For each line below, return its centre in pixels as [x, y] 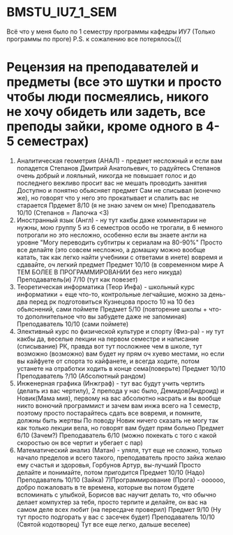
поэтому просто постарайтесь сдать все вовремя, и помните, [110, 413]
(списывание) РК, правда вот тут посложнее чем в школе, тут [110, 346]
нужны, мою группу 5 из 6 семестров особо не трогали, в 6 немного [120, 227]
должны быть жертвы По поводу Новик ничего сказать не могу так [118, 420]
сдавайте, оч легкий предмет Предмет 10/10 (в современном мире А [120, 264]
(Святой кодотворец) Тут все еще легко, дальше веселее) [104, 524]
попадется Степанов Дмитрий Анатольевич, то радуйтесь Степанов [119, 168]
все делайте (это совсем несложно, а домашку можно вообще [111, 249]
